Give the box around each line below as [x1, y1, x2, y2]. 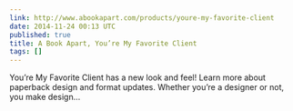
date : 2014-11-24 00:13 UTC [9, 22, 116, 31]
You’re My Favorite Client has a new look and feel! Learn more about [9, 72, 267, 83]
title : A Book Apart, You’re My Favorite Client [9, 38, 197, 48]
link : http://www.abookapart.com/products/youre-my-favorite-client [9, 13, 275, 23]
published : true [9, 30, 71, 39]
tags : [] [9, 47, 43, 56]
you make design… [9, 92, 81, 103]
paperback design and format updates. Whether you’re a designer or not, [9, 82, 285, 93]
